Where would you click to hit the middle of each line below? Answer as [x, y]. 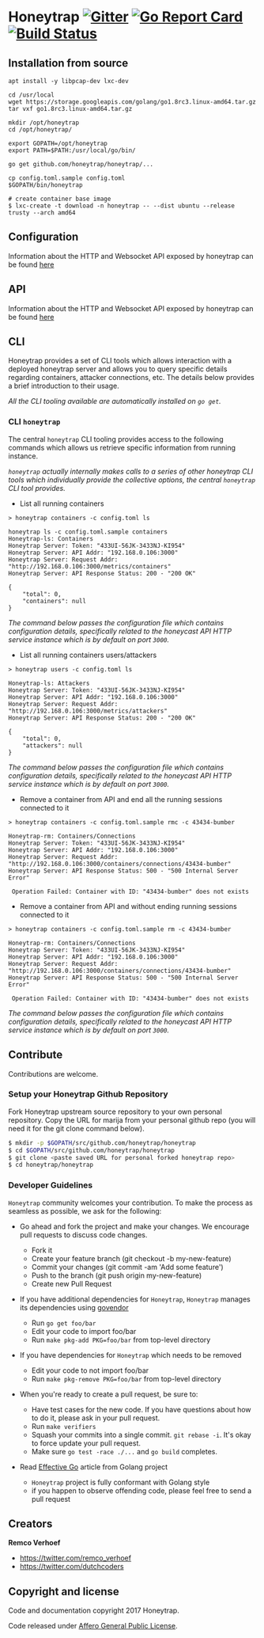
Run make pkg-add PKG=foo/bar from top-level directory [121, 1340]
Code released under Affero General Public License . [93, 1626]
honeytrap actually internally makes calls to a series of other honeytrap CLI [131, 471]
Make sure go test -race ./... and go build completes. [124, 1451]
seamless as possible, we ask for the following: [85, 1210]
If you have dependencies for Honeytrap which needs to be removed [131, 1355]
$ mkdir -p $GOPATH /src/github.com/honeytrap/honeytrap [102, 1143]
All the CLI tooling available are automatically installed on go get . [115, 401]
